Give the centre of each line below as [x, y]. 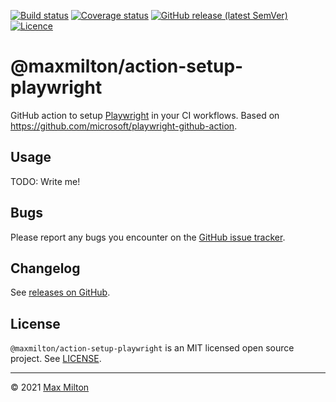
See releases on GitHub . [60, 292]
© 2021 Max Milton [50, 387]
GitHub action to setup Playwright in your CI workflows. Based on [145, 115]
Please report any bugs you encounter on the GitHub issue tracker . [148, 237]
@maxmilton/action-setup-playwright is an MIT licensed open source [152, 348]
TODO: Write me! [45, 181]
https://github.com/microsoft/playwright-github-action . [124, 126]
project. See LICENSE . [56, 359]
